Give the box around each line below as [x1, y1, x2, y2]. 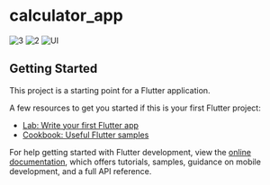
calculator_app [9, 5, 123, 26]
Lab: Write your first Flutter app [22, 119, 139, 130]
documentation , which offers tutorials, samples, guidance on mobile [9, 156, 261, 167]
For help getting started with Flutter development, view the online [9, 146, 252, 157]
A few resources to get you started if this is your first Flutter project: [9, 102, 261, 113]
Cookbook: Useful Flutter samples [22, 129, 149, 140]
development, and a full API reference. [9, 165, 152, 176]
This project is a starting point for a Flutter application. [9, 84, 211, 95]
